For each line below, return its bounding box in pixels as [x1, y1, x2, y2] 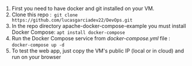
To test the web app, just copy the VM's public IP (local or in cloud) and [11, 47, 184, 54]
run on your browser [11, 54, 61, 60]
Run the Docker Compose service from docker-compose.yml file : [11, 35, 171, 41]
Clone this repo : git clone [11, 11, 78, 18]
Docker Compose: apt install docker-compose [11, 29, 125, 36]
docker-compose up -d [11, 42, 64, 48]
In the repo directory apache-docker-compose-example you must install [11, 23, 186, 29]
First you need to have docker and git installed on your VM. [11, 5, 155, 12]
